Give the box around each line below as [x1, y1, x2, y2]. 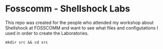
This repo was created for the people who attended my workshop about [5, 19, 154, 25]
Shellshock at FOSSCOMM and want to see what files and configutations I [5, 24, 158, 30]
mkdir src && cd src [5, 39, 49, 45]
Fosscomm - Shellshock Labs [5, 3, 130, 14]
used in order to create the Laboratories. [5, 30, 89, 36]
